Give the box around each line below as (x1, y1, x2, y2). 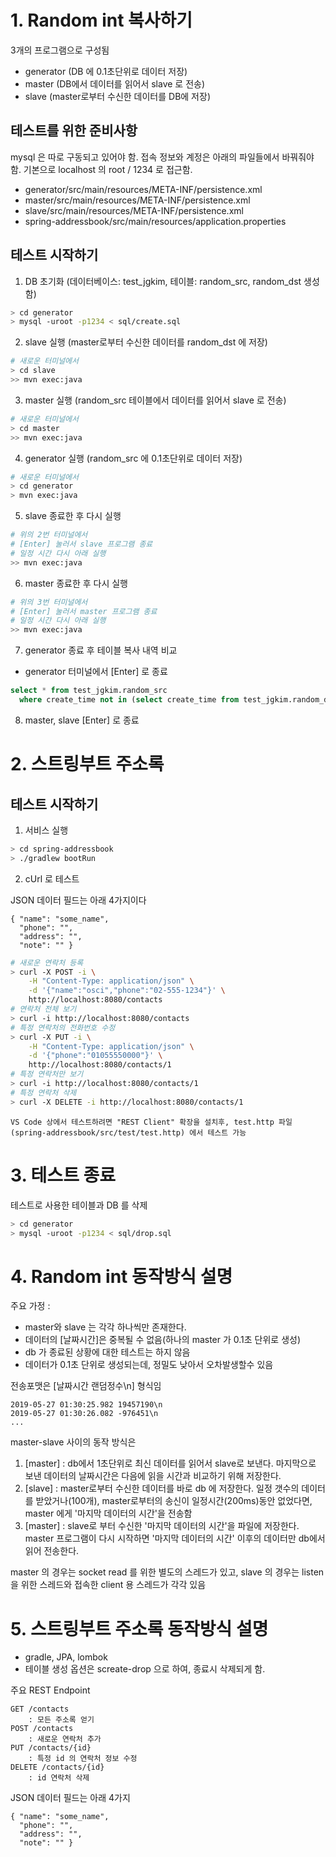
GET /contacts (10, 1704, 70, 1715)
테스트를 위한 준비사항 (10, 122, 138, 140)
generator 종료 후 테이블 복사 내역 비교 (24, 644, 178, 656)
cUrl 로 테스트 (24, 872, 80, 885)
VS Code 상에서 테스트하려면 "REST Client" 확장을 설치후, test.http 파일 (10, 1117, 293, 1127)
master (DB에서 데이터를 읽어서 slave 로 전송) (24, 77, 206, 90)
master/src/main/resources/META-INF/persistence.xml (24, 194, 251, 206)
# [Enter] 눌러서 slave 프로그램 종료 (10, 539, 153, 550)
